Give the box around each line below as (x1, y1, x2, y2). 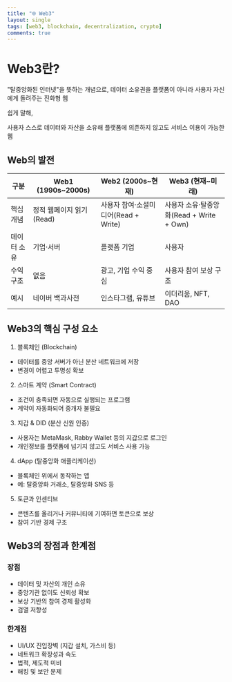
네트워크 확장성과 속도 (17, 650, 77, 658)
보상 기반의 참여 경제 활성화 (17, 596, 92, 605)
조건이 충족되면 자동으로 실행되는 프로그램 (17, 395, 130, 404)
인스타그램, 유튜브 (100, 293, 156, 302)
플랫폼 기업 (100, 242, 135, 252)
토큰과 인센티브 (17, 494, 59, 503)
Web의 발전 (7, 154, 55, 166)
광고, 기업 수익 (100, 266, 145, 275)
